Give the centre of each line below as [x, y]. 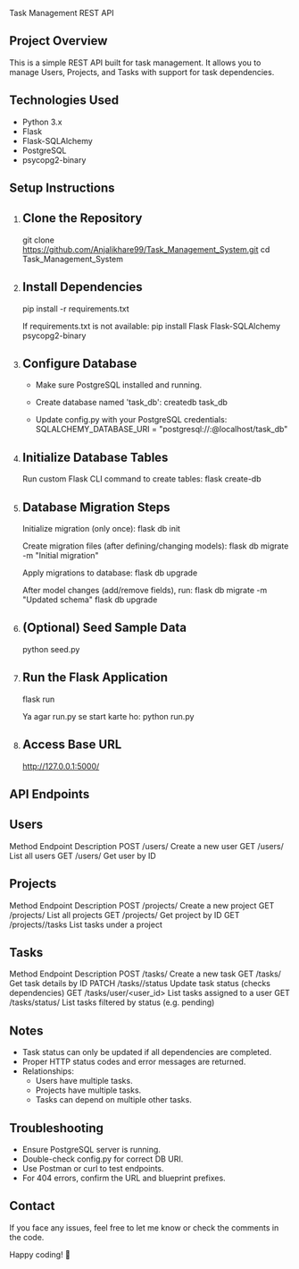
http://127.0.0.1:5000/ [61, 766]
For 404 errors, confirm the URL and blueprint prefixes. [124, 1178]
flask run [38, 699]
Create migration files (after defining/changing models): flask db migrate [155, 546]
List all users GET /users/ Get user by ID [83, 856]
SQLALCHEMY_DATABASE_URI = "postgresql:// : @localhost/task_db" [162, 430]
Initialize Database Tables [95, 457]
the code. [27, 1237]
